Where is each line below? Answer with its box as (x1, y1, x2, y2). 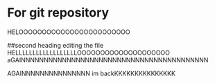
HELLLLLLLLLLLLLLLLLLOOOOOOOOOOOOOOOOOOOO (7, 48, 171, 57)
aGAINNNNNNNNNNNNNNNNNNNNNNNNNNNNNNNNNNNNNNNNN (7, 55, 209, 64)
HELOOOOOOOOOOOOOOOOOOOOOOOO (7, 28, 130, 36)
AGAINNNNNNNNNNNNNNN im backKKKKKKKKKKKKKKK (7, 69, 175, 77)
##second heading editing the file (7, 41, 104, 49)
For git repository (7, 5, 110, 21)
